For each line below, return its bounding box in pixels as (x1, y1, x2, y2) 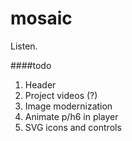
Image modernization (24, 100, 113, 112)
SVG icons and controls (24, 121, 122, 133)
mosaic (10, 7, 73, 30)
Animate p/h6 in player (24, 110, 119, 122)
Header (24, 78, 57, 91)
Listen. (10, 40, 38, 52)
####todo (10, 59, 52, 71)
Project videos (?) (24, 89, 98, 101)
